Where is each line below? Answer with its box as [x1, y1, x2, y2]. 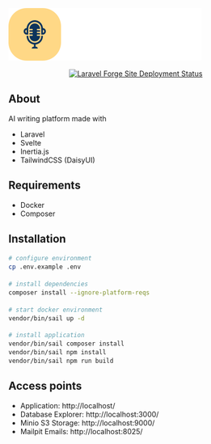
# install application [8, 332, 85, 340]
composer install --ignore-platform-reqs [8, 288, 150, 297]
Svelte [19, 137, 42, 147]
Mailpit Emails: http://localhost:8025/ [19, 426, 143, 436]
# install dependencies [8, 280, 89, 289]
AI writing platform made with [8, 113, 107, 123]
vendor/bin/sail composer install [8, 340, 125, 348]
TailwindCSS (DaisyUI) [19, 154, 95, 165]
